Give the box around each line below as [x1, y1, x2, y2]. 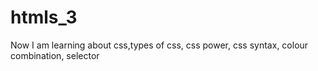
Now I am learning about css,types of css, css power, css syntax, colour [10, 39, 309, 51]
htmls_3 [10, 6, 78, 29]
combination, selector [10, 49, 100, 61]
